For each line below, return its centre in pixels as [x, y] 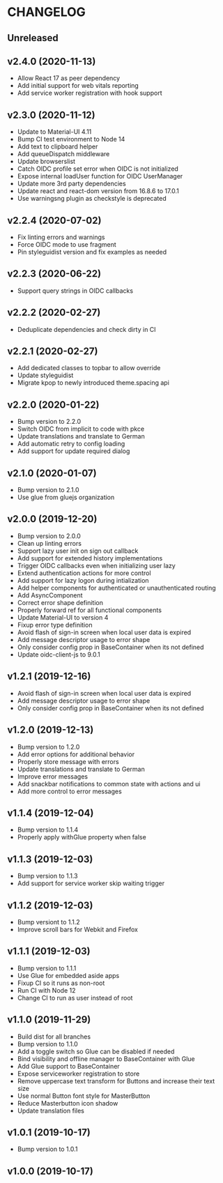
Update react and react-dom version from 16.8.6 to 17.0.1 [98, 191]
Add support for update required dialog [74, 451]
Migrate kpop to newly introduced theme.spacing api [93, 383]
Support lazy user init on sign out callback [78, 551]
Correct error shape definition [60, 602]
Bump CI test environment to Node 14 [71, 139]
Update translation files [51, 1111]
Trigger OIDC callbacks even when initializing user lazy [96, 565]
